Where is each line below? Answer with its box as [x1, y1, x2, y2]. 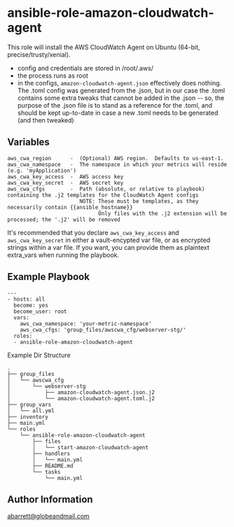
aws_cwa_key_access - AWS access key [7, 173, 124, 180]
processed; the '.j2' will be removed [7, 216, 121, 223]
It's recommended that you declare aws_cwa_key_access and [7, 228, 179, 237]
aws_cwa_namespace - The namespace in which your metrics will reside [7, 161, 228, 168]
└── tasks [32, 468, 61, 475]
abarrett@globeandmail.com [7, 512, 90, 521]
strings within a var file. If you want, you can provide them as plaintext [7, 243, 210, 251]
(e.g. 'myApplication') [7, 167, 77, 174]
